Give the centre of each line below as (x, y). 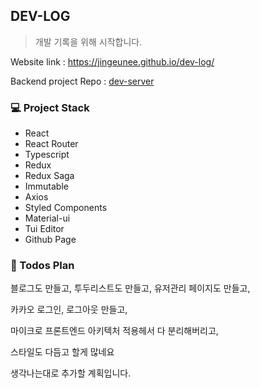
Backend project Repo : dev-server (82, 81)
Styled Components (66, 208)
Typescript (47, 155)
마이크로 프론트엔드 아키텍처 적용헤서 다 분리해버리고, (114, 331)
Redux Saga (49, 176)
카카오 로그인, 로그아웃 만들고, (69, 310)
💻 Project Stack (50, 107)
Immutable (46, 186)
